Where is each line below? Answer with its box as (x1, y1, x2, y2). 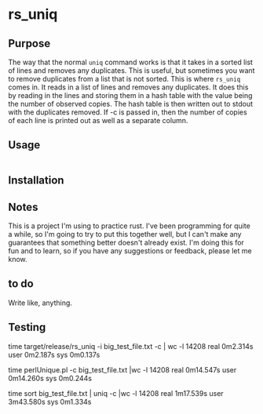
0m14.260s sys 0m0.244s (8, 373, 93, 383)
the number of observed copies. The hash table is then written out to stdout (8, 100, 254, 108)
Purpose (8, 37, 51, 50)
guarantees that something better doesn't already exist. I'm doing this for (8, 238, 245, 248)
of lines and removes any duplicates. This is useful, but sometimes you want (8, 66, 255, 75)
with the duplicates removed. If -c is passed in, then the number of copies (8, 107, 247, 117)
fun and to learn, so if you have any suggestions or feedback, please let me (8, 246, 253, 256)
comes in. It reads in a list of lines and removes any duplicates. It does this (8, 82, 249, 92)
